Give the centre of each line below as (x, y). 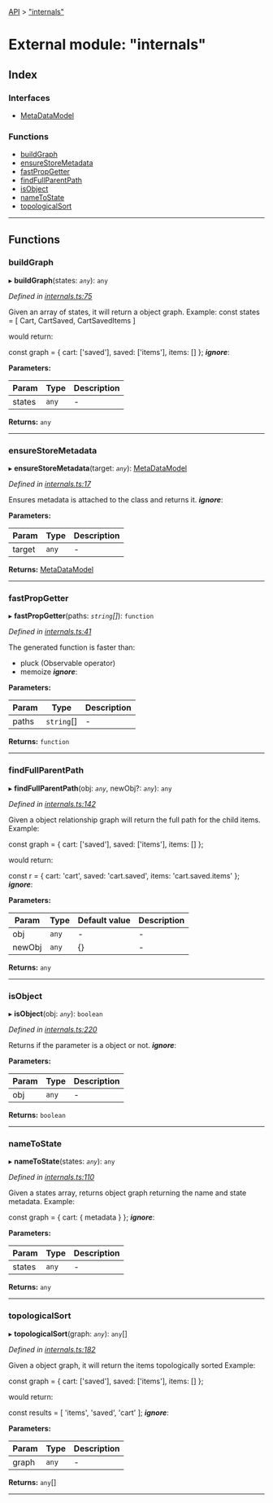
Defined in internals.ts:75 (50, 296)
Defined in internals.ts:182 (52, 1349)
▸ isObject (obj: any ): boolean (56, 1014)
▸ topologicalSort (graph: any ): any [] (68, 1334)
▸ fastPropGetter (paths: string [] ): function (81, 616)
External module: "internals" (107, 45)
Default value (104, 920)
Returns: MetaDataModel (51, 570)
